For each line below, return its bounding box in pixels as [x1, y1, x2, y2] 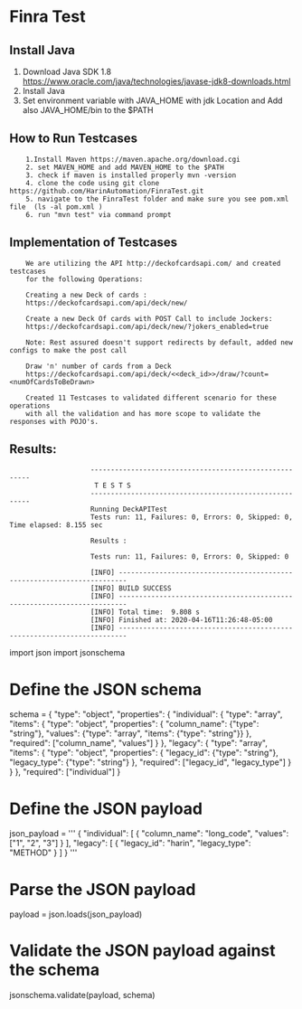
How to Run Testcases [9, 131, 138, 146]
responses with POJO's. [9, 417, 99, 426]
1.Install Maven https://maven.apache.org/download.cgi [25, 155, 241, 164]
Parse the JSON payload [9, 879, 196, 900]
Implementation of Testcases [9, 235, 178, 250]
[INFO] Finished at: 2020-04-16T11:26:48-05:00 [90, 616, 273, 625]
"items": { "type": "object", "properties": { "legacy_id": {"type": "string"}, [9, 748, 278, 759]
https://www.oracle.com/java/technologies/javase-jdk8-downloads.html [22, 76, 291, 87]
